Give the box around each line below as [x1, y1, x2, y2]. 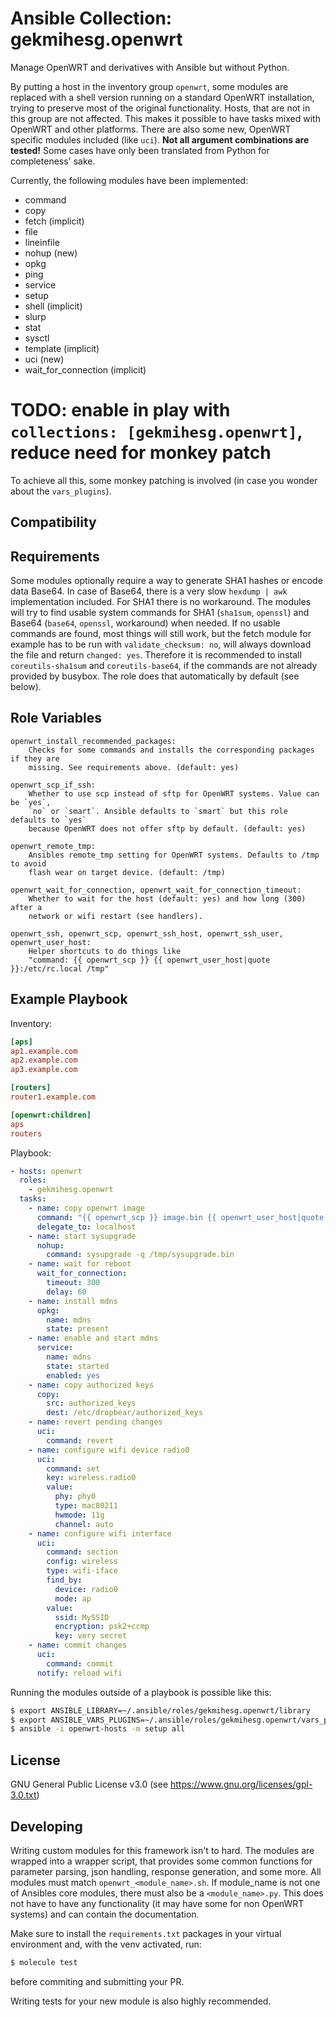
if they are [10, 753, 60, 764]
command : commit [46, 1658, 114, 1669]
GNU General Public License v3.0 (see [10, 1778, 169, 1791]
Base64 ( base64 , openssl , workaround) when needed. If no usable [10, 617, 281, 629]
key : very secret [54, 1631, 128, 1641]
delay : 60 [46, 1287, 87, 1297]
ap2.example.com [10, 1055, 78, 1066]
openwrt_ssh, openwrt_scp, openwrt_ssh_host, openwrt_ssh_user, [10, 928, 284, 939]
